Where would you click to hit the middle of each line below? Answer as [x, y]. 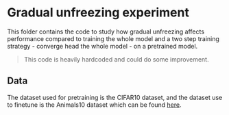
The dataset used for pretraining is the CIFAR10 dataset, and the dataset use [115, 97]
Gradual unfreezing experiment [98, 13]
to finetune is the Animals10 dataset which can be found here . [94, 105]
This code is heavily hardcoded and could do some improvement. [116, 59]
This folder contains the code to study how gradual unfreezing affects [106, 31]
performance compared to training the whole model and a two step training [113, 38]
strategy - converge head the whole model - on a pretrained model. [103, 46]
